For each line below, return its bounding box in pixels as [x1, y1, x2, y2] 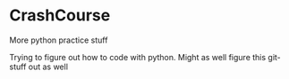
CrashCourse [9, 5, 111, 26]
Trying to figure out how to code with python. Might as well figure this [9, 51, 267, 62]
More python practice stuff [9, 35, 108, 45]
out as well [28, 61, 69, 72]
